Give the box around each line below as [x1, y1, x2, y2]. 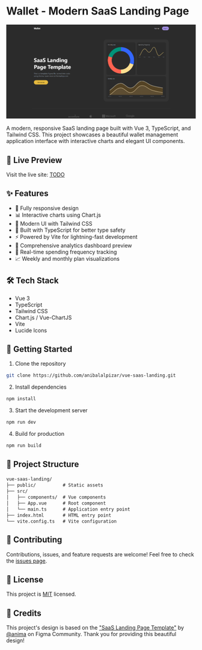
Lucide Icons [14, 327, 47, 334]
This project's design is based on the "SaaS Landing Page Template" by [6, 624, 185, 631]
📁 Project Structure [6, 459, 79, 470]
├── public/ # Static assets [6, 482, 103, 488]
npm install [6, 396, 36, 402]
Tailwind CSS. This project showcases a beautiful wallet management [6, 131, 179, 138]
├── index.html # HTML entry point [6, 512, 112, 518]
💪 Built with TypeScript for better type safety [14, 226, 126, 234]
